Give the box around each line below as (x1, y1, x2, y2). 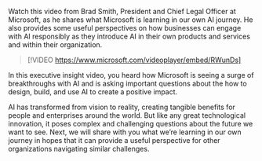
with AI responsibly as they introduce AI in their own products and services (8, 31, 251, 41)
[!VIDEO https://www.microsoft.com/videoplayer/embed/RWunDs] (27, 55, 242, 64)
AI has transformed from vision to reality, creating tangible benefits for (8, 102, 235, 112)
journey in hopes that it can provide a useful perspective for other (8, 136, 221, 145)
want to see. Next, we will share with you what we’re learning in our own (8, 127, 242, 137)
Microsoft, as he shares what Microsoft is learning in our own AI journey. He (8, 15, 253, 24)
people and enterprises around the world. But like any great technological (8, 111, 246, 120)
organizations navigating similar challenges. (8, 145, 150, 153)
